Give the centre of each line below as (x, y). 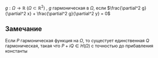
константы (16, 51)
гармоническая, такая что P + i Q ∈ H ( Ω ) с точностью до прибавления (79, 46)
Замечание (24, 29)
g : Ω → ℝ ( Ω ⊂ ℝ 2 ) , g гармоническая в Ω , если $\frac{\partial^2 (73, 8)
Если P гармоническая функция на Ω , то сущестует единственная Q (77, 41)
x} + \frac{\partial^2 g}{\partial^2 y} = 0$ (69, 13)
